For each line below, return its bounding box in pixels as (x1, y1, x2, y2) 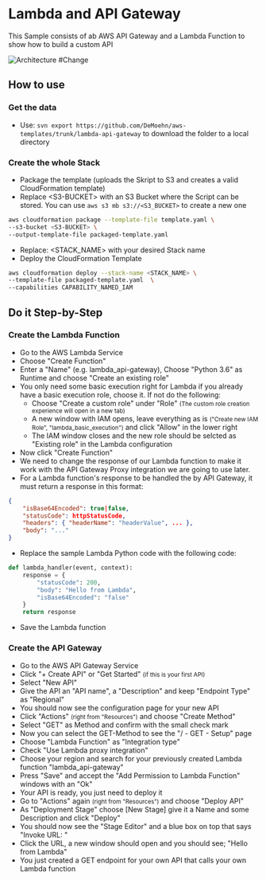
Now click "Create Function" (19, 448, 114, 457)
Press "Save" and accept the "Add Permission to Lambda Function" (19, 770, 241, 780)
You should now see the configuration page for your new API (19, 702, 220, 713)
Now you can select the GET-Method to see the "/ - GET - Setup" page (19, 728, 253, 737)
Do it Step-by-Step (8, 306, 103, 319)
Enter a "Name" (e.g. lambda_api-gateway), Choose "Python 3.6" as (19, 364, 243, 374)
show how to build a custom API (8, 39, 114, 49)
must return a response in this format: (19, 481, 144, 491)
